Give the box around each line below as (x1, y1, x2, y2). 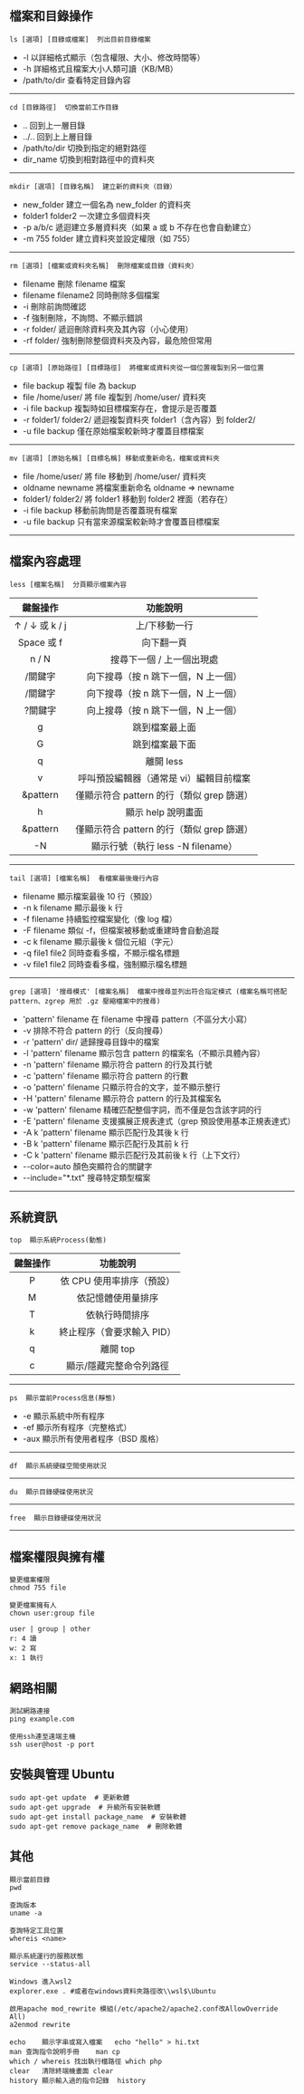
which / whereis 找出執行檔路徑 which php (9, 2057, 163, 2066)
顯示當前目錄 (9, 1875, 51, 1884)
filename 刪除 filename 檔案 (22, 278, 126, 289)
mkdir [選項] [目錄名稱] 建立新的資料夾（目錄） (9, 182, 177, 191)
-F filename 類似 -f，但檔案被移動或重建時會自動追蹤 (22, 925, 220, 936)
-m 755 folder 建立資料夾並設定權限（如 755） (22, 233, 195, 244)
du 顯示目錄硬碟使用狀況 (9, 1488, 93, 1497)
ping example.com (9, 1715, 75, 1724)
